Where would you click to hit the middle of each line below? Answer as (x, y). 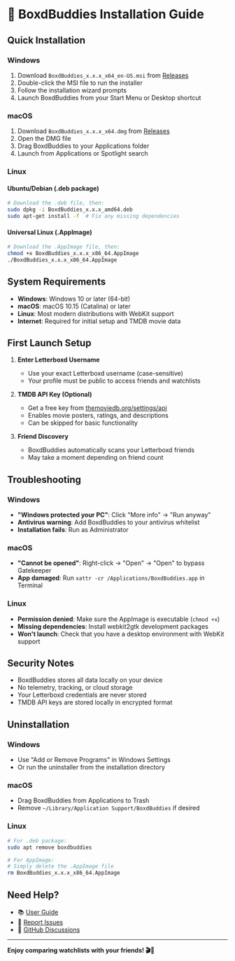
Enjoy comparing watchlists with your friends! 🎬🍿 (81, 950)
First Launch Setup (49, 343)
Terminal (30, 585)
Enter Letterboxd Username (58, 360)
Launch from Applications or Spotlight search (83, 154)
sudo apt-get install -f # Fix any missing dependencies (93, 217)
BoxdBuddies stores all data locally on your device (90, 680)
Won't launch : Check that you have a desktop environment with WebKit (121, 634)
